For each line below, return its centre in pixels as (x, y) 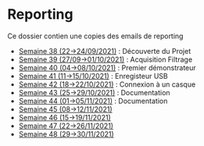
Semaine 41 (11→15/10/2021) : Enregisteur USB (93, 76)
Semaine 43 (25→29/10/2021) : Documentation (94, 92)
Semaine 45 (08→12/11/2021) (65, 109)
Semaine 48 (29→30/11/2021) (66, 134)
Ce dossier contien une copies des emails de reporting (95, 36)
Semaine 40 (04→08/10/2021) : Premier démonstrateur (107, 67)
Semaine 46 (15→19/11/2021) (64, 117)
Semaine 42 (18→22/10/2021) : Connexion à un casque (107, 84)
